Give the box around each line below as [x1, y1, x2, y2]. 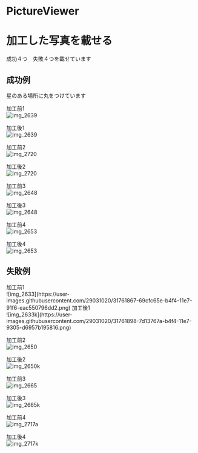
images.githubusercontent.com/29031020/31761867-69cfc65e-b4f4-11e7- [6, 296, 193, 304]
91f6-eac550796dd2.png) [6, 304, 71, 311]
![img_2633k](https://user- [6, 311, 73, 318]
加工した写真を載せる [6, 34, 113, 48]
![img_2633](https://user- [6, 290, 70, 298]
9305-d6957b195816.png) [6, 324, 71, 331]
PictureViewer [6, 4, 79, 18]
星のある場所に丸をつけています [6, 92, 86, 99]
